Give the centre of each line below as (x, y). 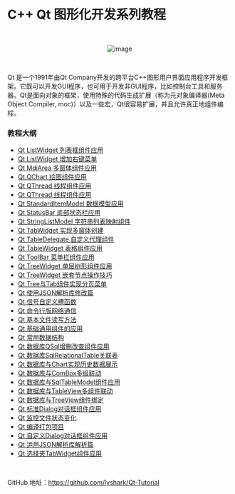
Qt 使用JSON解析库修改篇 (56, 293)
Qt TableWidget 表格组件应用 (60, 248)
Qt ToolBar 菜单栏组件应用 (56, 257)
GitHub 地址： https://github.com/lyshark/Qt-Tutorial (84, 483)
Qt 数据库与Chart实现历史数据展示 (68, 364)
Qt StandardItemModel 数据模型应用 (70, 203)
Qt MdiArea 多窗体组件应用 (57, 168)
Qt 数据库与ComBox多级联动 (59, 373)
